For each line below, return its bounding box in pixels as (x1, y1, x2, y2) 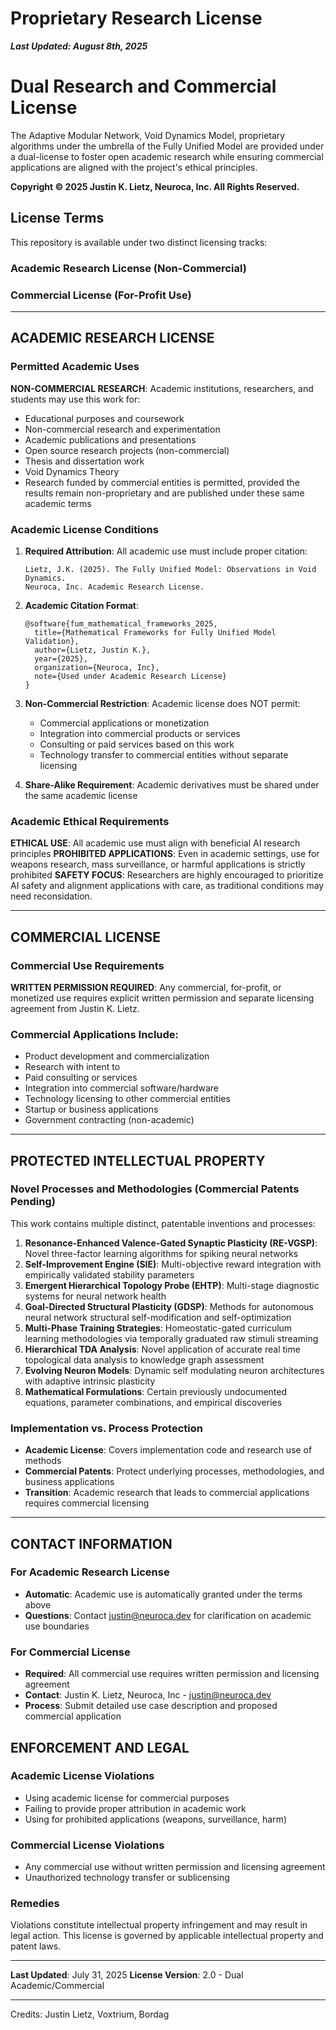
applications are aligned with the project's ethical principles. (10, 161, 258, 173)
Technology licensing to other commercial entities (24, 1093, 231, 1105)
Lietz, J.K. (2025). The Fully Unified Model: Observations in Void (24, 564, 317, 574)
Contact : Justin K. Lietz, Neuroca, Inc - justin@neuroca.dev (24, 1689, 272, 1701)
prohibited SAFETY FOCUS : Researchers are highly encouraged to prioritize (10, 869, 324, 881)
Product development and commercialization (24, 1050, 210, 1062)
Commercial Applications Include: (10, 1027, 180, 1041)
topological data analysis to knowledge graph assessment (24, 1353, 265, 1366)
